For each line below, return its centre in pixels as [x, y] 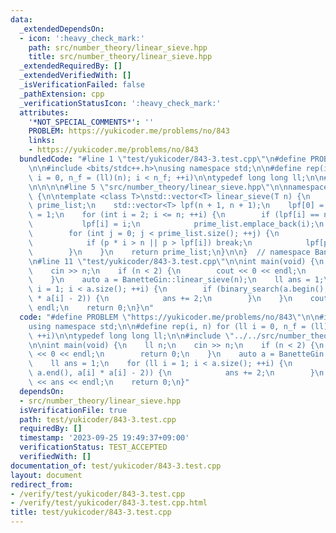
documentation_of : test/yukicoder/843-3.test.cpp [116, 466]
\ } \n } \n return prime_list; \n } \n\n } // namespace [169, 252]
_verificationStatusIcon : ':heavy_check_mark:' [120, 103]
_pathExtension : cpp [62, 94]
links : [42, 141]
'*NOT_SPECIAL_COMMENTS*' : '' [91, 122]
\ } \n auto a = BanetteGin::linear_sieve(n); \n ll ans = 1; [176, 280]
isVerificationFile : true [73, 410]
